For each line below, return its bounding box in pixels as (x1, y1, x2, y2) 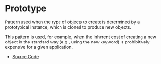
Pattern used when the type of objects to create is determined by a (5, 19, 140, 25)
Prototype (5, 3, 47, 14)
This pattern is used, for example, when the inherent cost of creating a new (5, 34, 157, 40)
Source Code (12, 53, 39, 59)
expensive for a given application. (5, 44, 73, 50)
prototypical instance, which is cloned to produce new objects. (5, 24, 132, 30)
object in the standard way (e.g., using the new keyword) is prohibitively (5, 39, 150, 44)
